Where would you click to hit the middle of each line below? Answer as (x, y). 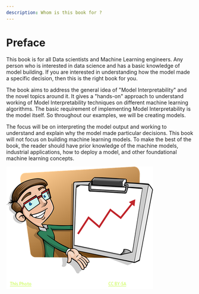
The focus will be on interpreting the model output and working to (87, 126)
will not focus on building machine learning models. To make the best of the (99, 139)
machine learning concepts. (40, 158)
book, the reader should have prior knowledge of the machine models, (92, 145)
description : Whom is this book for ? (54, 12)
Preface (26, 43)
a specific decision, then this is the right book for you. (72, 78)
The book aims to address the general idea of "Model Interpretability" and (97, 90)
